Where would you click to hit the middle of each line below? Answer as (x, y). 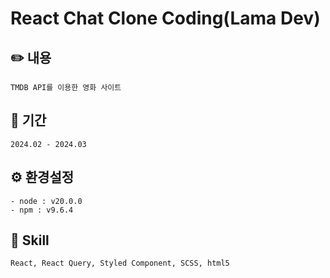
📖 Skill (30, 240)
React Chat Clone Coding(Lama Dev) (165, 18)
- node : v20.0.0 (46, 201)
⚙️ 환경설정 (42, 177)
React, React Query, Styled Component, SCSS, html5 (120, 263)
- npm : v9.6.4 (42, 210)
